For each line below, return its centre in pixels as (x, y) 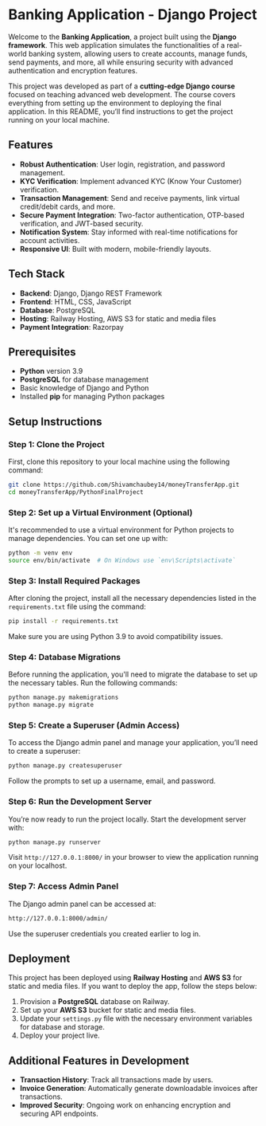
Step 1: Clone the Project (56, 444)
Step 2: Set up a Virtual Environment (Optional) (100, 512)
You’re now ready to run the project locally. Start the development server (127, 819)
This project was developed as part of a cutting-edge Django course (122, 86)
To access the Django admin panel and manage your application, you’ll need (133, 743)
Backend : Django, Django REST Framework (91, 293)
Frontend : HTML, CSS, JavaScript (75, 301)
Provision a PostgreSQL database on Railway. (94, 1002)
